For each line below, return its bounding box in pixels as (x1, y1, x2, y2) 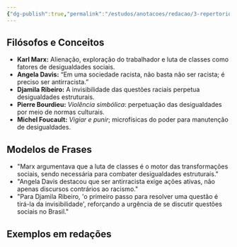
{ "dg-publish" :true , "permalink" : (6, 10, 105, 18)
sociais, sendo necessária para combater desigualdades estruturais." (16, 170, 219, 178)
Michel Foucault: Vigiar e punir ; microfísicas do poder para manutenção (16, 115, 229, 124)
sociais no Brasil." (16, 207, 69, 216)
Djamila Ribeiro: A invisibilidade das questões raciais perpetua (16, 86, 200, 94)
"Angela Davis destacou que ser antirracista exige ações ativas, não (16, 178, 216, 186)
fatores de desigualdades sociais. (16, 63, 115, 71)
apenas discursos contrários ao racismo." (16, 185, 139, 193)
